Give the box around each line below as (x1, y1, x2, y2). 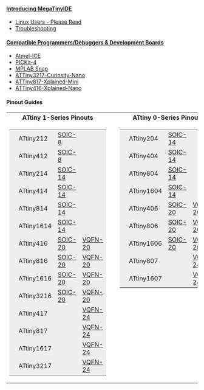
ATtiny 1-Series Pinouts (22, 113, 93, 122)
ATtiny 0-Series (132, 113, 180, 122)
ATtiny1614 (18, 221, 52, 230)
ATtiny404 (128, 151, 158, 160)
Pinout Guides (6, 99, 43, 106)
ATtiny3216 (18, 291, 52, 300)
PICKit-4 (15, 58, 37, 66)
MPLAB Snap (15, 65, 49, 72)
